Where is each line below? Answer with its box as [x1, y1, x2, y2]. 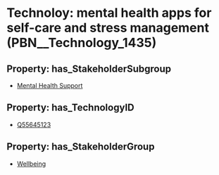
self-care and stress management [6, 20, 209, 36]
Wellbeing [16, 160, 46, 168]
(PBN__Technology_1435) [6, 35, 157, 51]
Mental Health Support [16, 82, 83, 89]
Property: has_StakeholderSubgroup [6, 63, 172, 74]
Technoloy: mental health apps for [6, 5, 212, 21]
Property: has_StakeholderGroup [6, 141, 155, 153]
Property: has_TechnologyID [6, 102, 134, 114]
